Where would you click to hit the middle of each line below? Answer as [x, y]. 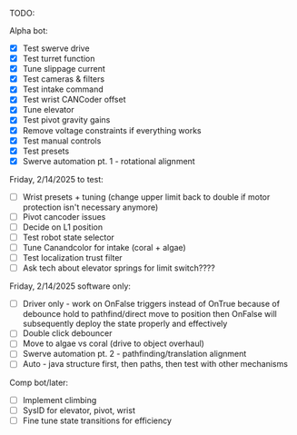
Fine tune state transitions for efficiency [97, 420]
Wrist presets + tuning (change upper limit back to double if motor [146, 197]
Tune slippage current [64, 69]
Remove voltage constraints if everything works [112, 130]
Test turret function [59, 59]
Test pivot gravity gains [66, 120]
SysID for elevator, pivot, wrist [79, 410]
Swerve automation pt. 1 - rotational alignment [109, 161]
